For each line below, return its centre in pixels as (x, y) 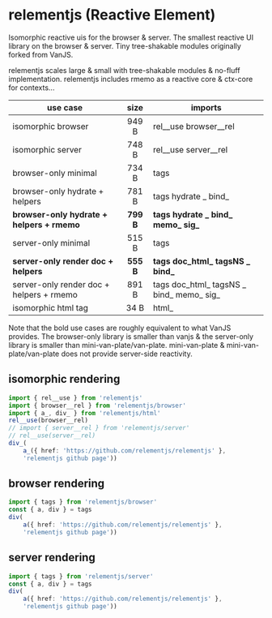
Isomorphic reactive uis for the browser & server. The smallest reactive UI (131, 37)
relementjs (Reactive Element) (112, 15)
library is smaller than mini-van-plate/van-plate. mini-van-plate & (117, 345)
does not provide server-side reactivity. (127, 354)
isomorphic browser (51, 126)
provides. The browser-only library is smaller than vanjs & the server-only (131, 336)
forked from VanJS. (41, 54)
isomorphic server (47, 149)
